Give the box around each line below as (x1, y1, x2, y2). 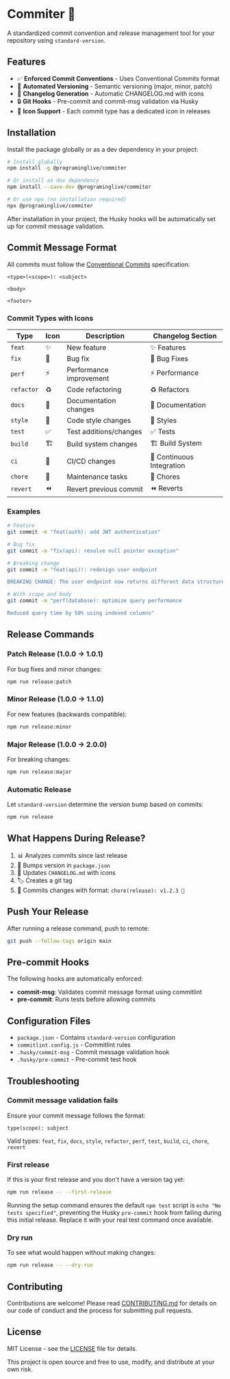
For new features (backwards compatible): (7, 710, 127, 718)
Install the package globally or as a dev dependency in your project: (7, 145, 199, 153)
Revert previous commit (66, 484, 144, 494)
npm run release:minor (7, 723, 72, 730)
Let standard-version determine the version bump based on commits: (7, 800, 204, 809)
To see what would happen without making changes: (7, 1249, 156, 1257)
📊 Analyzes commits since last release (16, 851, 128, 859)
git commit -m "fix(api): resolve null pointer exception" (7, 547, 179, 554)
